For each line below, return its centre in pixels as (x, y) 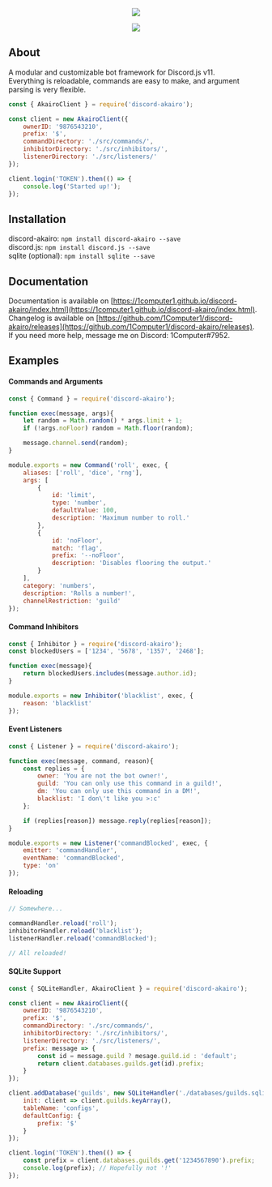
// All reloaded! (38, 953)
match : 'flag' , (77, 548)
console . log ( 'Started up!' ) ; (72, 186)
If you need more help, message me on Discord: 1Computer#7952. (119, 336)
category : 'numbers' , (59, 585)
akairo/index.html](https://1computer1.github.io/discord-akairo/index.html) (132, 310)
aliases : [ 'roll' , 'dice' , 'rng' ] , (83, 473)
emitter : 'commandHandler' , (70, 851)
